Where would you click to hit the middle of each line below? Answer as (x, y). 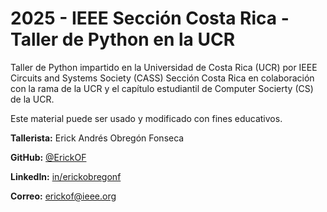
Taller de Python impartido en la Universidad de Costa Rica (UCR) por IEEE (164, 67)
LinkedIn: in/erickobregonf (66, 176)
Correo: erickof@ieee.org (63, 196)
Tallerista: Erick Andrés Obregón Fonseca (97, 138)
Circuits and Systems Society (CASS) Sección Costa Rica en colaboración (162, 78)
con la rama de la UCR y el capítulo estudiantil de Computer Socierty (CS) (162, 88)
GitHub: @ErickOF (48, 157)
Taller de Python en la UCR (123, 39)
